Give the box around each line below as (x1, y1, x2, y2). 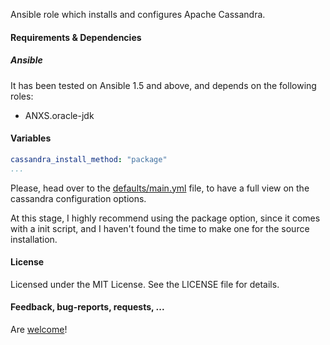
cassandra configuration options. (10, 192, 147, 204)
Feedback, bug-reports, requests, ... (10, 301, 165, 313)
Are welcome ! (10, 323, 68, 335)
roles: (10, 90, 34, 102)
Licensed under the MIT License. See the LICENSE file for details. (10, 278, 280, 290)
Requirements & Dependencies (10, 31, 142, 43)
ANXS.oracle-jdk (24, 109, 95, 121)
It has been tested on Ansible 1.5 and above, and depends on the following (10, 79, 317, 91)
